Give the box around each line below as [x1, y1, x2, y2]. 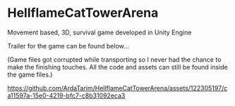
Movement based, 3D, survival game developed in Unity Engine [7, 28, 192, 37]
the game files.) [7, 70, 53, 79]
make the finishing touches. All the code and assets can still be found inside [7, 62, 228, 71]
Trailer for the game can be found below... [7, 41, 129, 50]
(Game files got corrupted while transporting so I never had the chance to [7, 55, 222, 64]
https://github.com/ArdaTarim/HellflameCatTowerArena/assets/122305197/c [7, 84, 228, 92]
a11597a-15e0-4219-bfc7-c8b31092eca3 [7, 91, 126, 100]
